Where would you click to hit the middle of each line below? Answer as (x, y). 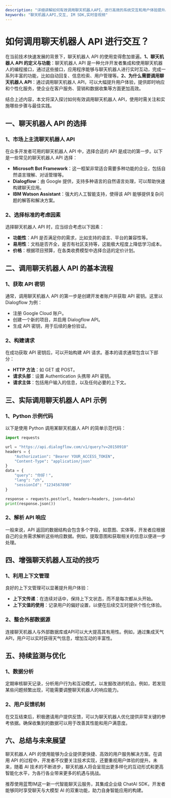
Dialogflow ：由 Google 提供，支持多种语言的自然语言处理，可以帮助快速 (89, 181)
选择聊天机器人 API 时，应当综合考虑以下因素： (55, 227)
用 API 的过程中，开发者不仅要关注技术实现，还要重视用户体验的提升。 (79, 760)
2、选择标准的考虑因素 (33, 215)
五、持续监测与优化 (35, 656)
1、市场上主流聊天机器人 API (40, 139)
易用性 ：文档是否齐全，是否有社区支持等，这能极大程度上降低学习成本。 (88, 244)
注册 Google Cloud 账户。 (39, 313)
